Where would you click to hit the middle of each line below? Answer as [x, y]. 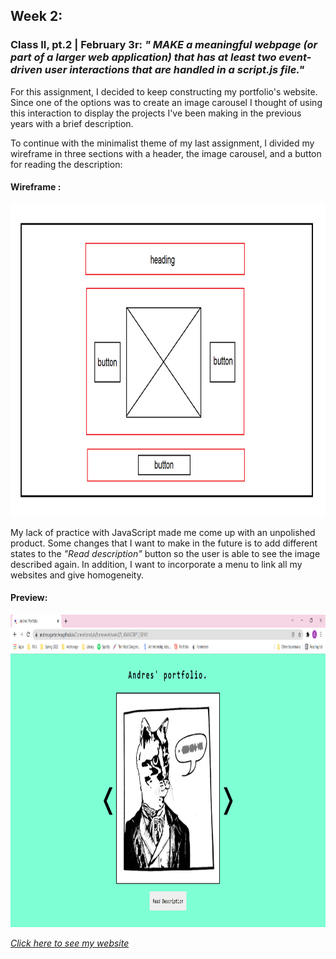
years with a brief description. [72, 123]
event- [295, 57]
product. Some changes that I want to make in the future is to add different [164, 543]
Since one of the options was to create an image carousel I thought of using [166, 102]
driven [26, 70]
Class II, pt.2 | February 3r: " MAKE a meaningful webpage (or [164, 45]
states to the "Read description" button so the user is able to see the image [165, 553]
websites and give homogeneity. [77, 575]
